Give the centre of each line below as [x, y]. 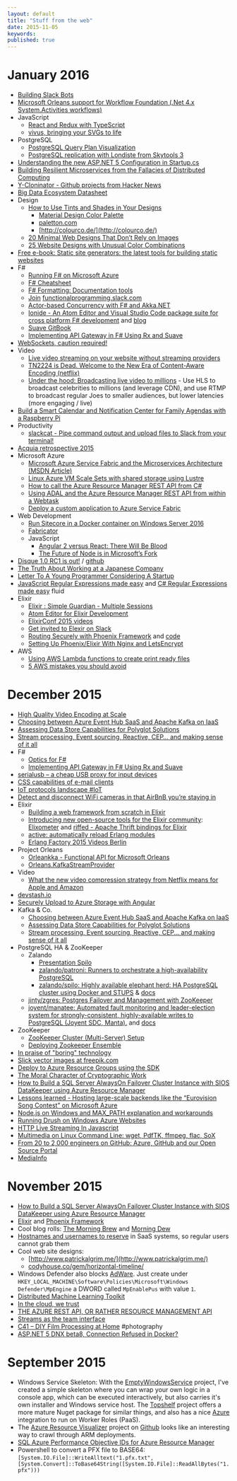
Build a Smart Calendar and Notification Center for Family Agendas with [122, 410]
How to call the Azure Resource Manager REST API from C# [115, 486]
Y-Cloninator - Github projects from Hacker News [89, 185]
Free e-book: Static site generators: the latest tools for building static [117, 253]
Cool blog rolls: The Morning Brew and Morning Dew [94, 1228]
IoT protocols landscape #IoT [60, 789]
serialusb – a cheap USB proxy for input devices [87, 774]
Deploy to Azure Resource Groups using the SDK [89, 1068]
